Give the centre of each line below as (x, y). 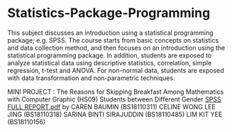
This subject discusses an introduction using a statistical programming (111, 33)
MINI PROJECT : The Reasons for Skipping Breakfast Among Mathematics (116, 92)
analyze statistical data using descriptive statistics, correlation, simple (110, 62)
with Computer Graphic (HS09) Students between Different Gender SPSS (114, 99)
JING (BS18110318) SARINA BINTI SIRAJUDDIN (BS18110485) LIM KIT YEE (115, 114)
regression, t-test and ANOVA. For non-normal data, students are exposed (116, 70)
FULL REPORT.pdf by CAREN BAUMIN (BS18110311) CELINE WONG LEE (112, 106)
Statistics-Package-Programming (109, 13)
